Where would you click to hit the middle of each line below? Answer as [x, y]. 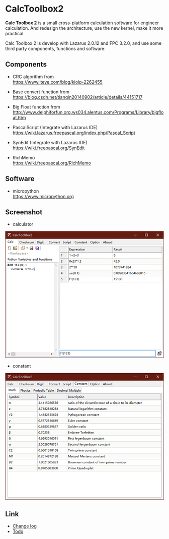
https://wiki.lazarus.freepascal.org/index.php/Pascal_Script [74, 133]
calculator [23, 224]
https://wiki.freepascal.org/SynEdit [49, 148]
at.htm [19, 117]
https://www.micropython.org [43, 196]
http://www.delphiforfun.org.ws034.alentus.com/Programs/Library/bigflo [88, 112]
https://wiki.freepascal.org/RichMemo [52, 163]
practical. [15, 33]
